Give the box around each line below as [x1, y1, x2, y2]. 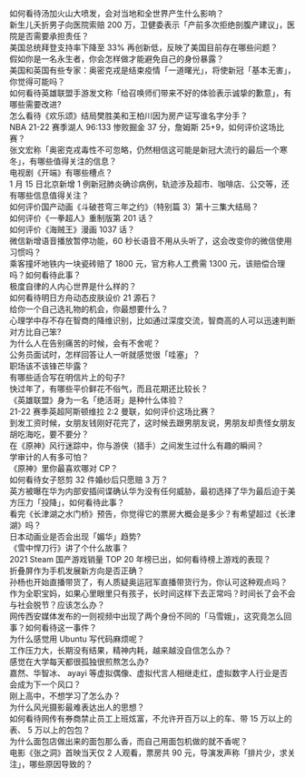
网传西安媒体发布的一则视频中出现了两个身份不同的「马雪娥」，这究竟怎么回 [9, 611, 292, 621]
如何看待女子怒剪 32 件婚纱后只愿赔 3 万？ [9, 474, 169, 485]
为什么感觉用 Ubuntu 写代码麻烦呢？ [9, 633, 145, 644]
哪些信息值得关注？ [16, 190, 89, 200]
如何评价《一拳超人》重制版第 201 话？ [9, 213, 154, 223]
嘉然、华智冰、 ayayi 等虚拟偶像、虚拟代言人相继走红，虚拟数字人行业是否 [9, 668, 289, 678]
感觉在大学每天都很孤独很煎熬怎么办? [9, 656, 150, 667]
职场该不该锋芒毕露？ [9, 360, 89, 371]
